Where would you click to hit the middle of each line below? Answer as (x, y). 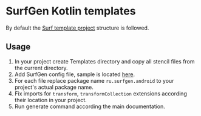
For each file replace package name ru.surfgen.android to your (94, 80)
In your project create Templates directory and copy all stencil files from (104, 61)
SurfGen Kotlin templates (71, 11)
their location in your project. (51, 100)
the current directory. (41, 68)
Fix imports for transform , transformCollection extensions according (101, 93)
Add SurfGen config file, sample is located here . (75, 74)
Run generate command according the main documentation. (90, 106)
